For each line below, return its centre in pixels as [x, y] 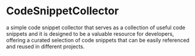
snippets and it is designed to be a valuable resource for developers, [90, 33]
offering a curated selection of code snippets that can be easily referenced [98, 40]
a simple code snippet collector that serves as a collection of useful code [96, 27]
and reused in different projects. [45, 46]
